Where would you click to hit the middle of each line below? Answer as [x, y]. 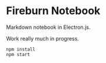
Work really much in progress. [43, 38]
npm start [18, 54]
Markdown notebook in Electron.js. [48, 27]
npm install [21, 49]
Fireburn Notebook [53, 11]
